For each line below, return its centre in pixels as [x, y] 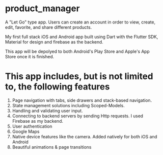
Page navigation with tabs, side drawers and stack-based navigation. [82, 100]
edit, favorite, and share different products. [49, 27]
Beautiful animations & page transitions [52, 147]
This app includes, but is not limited [79, 77]
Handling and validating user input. [47, 111]
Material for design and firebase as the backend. [54, 42]
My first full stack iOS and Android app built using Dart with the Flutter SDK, [82, 37]
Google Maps [26, 131]
